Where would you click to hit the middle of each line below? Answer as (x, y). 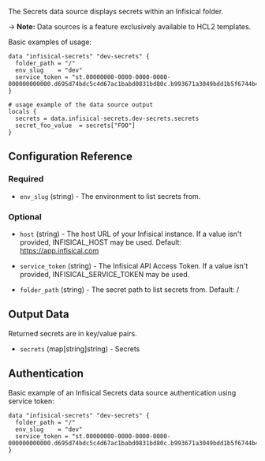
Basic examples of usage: (50, 42)
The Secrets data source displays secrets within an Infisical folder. (116, 11)
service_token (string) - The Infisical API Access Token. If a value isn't (134, 266)
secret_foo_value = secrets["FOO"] (75, 126)
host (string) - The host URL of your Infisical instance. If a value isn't (131, 234)
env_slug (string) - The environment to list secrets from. (110, 196)
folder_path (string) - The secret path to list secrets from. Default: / (129, 289)
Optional (25, 216)
